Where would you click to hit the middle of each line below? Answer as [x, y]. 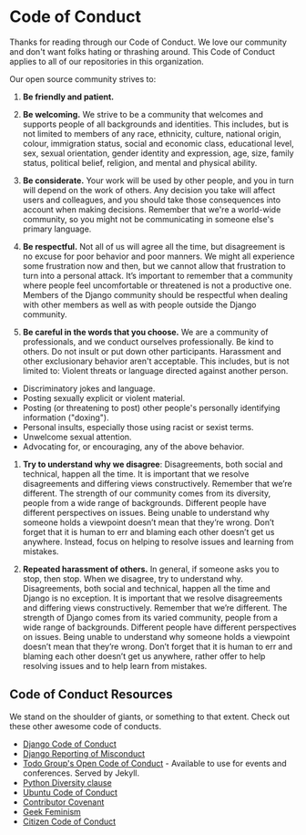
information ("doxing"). [66, 417]
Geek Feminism [52, 811]
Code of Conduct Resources [91, 695]
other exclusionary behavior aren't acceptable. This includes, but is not [156, 361]
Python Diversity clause [67, 782]
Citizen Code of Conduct [69, 821]
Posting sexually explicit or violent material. [104, 397]
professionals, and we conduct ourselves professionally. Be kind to [148, 341]
